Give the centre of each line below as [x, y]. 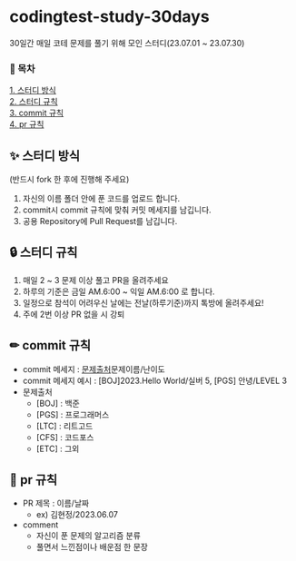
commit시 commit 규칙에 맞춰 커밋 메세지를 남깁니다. [117, 210]
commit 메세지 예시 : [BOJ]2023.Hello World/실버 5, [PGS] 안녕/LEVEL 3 [155, 380]
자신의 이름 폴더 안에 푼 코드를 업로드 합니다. [101, 199]
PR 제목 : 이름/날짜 [55, 503]
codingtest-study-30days [110, 17]
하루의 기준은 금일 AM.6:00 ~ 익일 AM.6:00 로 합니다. [118, 291]
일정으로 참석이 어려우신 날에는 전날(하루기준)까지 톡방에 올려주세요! [143, 302]
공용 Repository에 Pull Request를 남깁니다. [100, 221]
